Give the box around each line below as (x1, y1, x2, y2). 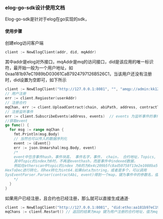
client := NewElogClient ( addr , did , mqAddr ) (5, 49, 97, 54)
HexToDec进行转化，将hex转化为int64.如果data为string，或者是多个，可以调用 (5, 168, 147, 173)
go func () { (5, 123, 29, 128)
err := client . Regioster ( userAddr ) (5, 96, 77, 101)
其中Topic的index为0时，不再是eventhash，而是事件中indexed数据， (14, 159, 137, 164)
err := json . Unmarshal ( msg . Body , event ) (14, 145, 97, 150)
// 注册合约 (5, 100, 27, 105)
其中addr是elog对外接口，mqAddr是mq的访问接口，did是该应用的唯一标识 (5, 59, 154, 65)
